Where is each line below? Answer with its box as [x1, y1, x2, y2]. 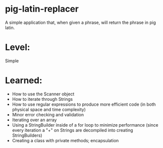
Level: [5, 42, 30, 53]
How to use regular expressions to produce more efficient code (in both [12, 101, 156, 107]
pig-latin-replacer [5, 3, 79, 15]
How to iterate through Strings [12, 96, 73, 102]
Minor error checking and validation [12, 111, 84, 117]
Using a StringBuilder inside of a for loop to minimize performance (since [12, 122, 159, 128]
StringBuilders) [12, 132, 42, 138]
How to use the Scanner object [12, 91, 74, 97]
